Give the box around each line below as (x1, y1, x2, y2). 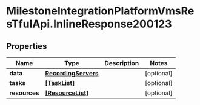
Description (104, 59, 139, 67)
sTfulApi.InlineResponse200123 (6, 17, 172, 31)
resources (9, 89, 39, 97)
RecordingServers (45, 69, 99, 77)
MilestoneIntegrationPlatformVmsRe (6, 4, 195, 18)
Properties (6, 41, 47, 51)
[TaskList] (45, 79, 75, 87)
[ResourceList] (45, 89, 89, 97)
